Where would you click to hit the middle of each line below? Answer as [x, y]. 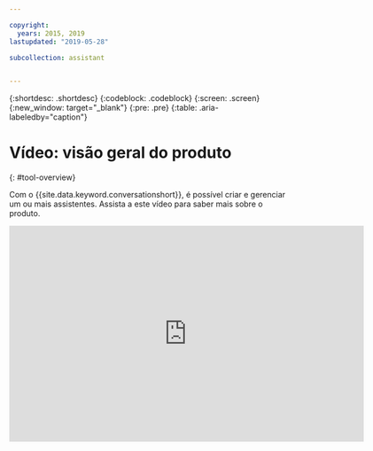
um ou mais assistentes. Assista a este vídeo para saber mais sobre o [136, 204]
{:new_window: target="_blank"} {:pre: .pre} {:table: [103, 108]
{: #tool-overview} [43, 177]
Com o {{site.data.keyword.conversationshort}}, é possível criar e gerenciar [148, 195]
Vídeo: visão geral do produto [120, 153]
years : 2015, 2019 [51, 33]
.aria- [209, 108]
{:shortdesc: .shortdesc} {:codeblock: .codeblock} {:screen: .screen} [135, 98]
